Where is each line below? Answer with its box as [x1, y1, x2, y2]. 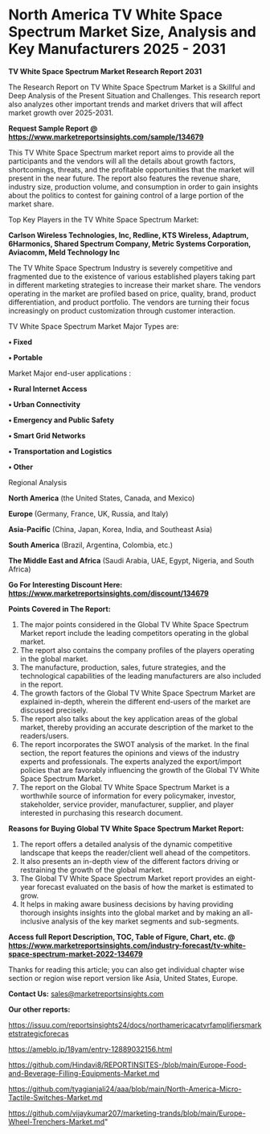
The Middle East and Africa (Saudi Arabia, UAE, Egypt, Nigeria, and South [8, 555, 255, 565]
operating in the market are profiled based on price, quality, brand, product [8, 289, 257, 298]
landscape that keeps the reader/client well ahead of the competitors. [19, 848, 251, 858]
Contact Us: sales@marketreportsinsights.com [8, 989, 165, 999]
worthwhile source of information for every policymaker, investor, [19, 791, 236, 800]
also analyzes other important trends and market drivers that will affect [8, 99, 243, 109]
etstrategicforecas [8, 1028, 70, 1038]
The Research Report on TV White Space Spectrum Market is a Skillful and [8, 82, 256, 92]
